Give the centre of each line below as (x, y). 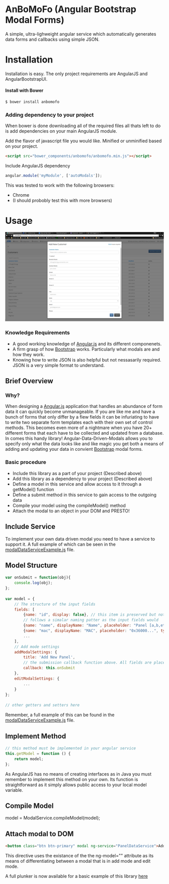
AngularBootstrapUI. (26, 79)
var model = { (20, 599)
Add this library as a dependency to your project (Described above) (82, 479)
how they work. (28, 355)
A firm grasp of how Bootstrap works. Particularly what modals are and (86, 349)
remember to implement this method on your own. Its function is (72, 779)
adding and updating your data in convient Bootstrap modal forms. (74, 449)
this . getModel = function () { (38, 753)
